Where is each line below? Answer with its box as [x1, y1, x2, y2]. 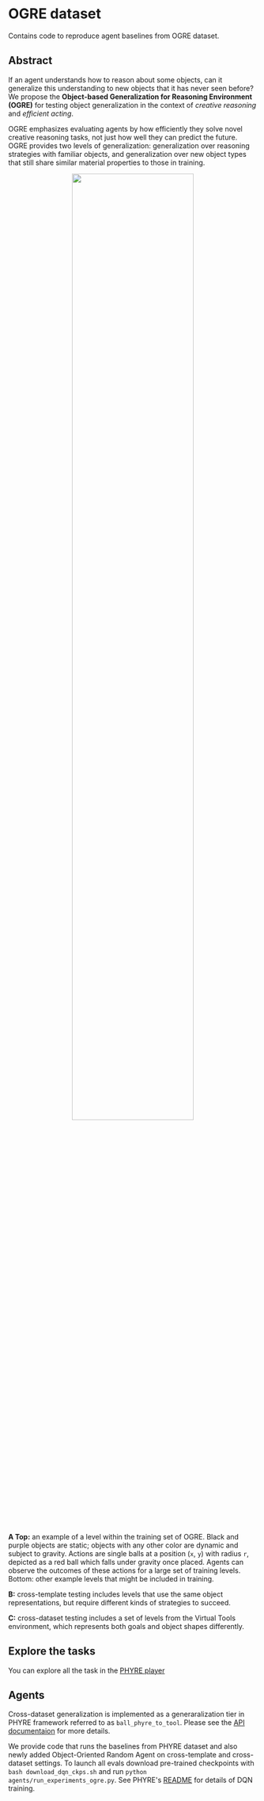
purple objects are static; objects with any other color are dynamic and [8, 1540, 239, 1550]
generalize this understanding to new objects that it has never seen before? [8, 83, 255, 93]
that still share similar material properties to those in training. [8, 158, 206, 167]
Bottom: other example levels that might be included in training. [8, 1574, 215, 1583]
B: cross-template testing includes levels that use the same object [8, 1589, 224, 1599]
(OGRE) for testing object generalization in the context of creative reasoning [8, 100, 257, 109]
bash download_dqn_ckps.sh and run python [8, 1767, 148, 1776]
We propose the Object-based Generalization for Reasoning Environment [8, 92, 253, 101]
